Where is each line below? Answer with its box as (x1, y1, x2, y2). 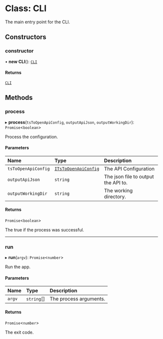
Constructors (5, 33, 47, 41)
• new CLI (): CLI (5, 59, 37, 65)
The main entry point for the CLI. (5, 19, 70, 25)
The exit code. (5, 329, 34, 335)
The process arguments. (49, 295, 106, 302)
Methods (5, 94, 33, 102)
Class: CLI (5, 3, 47, 14)
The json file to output (104, 173, 154, 180)
